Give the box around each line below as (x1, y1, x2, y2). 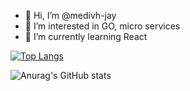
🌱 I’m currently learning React (24, 31, 148, 42)
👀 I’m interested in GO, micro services (24, 20, 181, 32)
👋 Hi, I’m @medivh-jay (24, 10, 117, 21)
